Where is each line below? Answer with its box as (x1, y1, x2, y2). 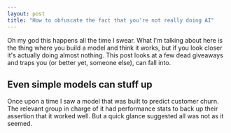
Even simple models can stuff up (7, 78, 153, 90)
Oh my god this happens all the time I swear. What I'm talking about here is (7, 36, 223, 44)
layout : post (7, 10, 45, 17)
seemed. (7, 120, 33, 128)
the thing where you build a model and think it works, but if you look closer (7, 43, 223, 52)
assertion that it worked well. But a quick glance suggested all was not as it (7, 112, 224, 120)
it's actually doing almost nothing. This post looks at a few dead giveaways (7, 50, 224, 59)
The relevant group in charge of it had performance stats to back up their (7, 104, 218, 113)
